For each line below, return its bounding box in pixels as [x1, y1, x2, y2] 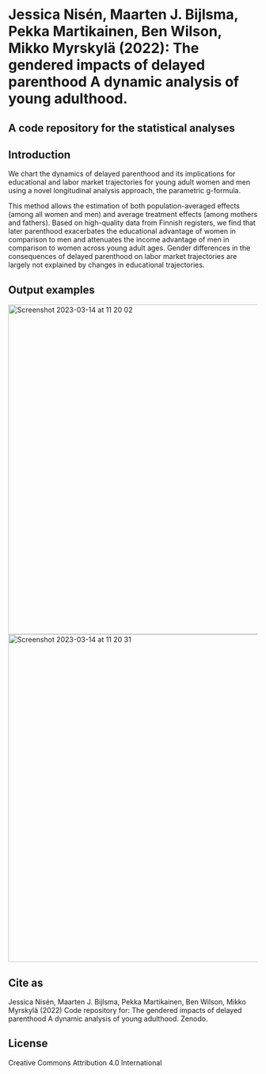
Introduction [8, 148, 71, 162]
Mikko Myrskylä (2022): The [8, 40, 199, 57]
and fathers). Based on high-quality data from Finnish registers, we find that [8, 218, 256, 227]
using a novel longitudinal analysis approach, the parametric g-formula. [8, 186, 241, 196]
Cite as [8, 976, 44, 989]
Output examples [8, 283, 95, 296]
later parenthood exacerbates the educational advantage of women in [8, 227, 236, 236]
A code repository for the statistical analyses [8, 121, 235, 135]
